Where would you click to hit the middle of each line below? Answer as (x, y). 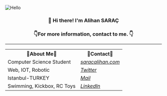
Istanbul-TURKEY (29, 78)
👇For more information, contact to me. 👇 (83, 34)
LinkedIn (90, 86)
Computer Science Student (39, 62)
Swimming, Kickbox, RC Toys (42, 86)
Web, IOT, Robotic (29, 70)
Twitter (88, 70)
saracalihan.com (100, 62)
